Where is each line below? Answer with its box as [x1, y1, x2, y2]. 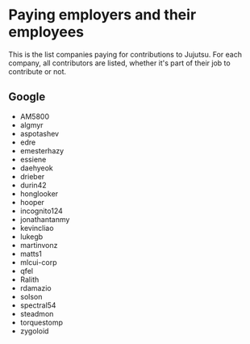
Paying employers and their [8, 6, 197, 24]
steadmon [19, 308, 54, 318]
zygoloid [19, 325, 49, 336]
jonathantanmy [19, 214, 70, 224]
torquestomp [19, 317, 63, 327]
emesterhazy [19, 145, 65, 155]
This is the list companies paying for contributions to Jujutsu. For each [8, 49, 242, 59]
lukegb [19, 232, 44, 241]
